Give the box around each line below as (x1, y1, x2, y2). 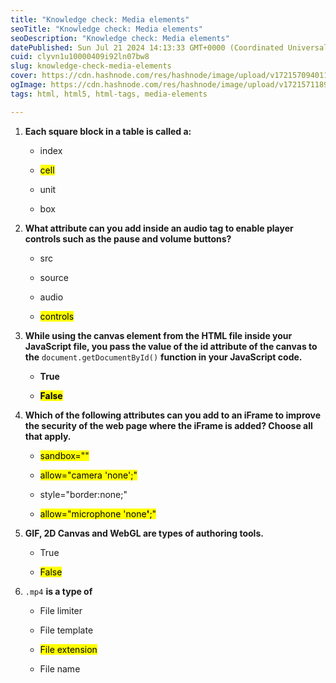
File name (39, 662, 81, 675)
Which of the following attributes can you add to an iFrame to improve (24, 409, 322, 421)
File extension (39, 643, 98, 655)
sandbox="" (39, 449, 90, 461)
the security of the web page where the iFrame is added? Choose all (24, 419, 313, 431)
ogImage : (10, 80, 47, 90)
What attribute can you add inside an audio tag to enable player (24, 222, 294, 234)
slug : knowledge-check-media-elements (10, 61, 172, 71)
